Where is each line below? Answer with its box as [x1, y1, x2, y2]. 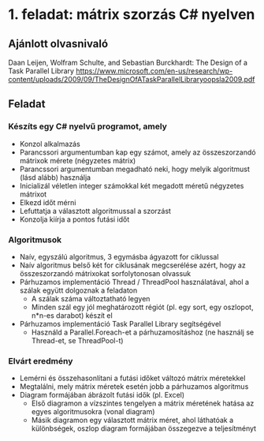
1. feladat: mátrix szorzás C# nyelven [8, 6, 255, 24]
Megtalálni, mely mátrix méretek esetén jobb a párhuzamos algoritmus [19, 382, 249, 391]
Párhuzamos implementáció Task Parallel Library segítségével [19, 319, 221, 328]
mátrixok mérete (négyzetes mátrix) [19, 155, 136, 165]
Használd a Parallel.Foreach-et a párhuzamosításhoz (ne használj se [31, 327, 255, 337]
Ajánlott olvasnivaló [8, 37, 109, 50]
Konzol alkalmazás [19, 139, 80, 148]
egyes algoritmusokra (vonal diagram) [31, 407, 155, 417]
